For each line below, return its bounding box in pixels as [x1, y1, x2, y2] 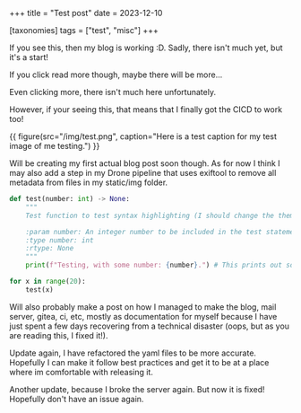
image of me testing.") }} [9, 141, 100, 151]
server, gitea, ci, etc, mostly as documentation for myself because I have [9, 311, 278, 321]
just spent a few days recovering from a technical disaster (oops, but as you [9, 321, 289, 331]
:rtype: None [25, 244, 74, 253]
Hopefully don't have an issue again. [9, 393, 144, 404]
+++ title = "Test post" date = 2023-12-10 [9, 8, 163, 18]
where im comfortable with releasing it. [9, 366, 154, 377]
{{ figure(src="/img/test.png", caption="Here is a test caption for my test [9, 131, 278, 142]
